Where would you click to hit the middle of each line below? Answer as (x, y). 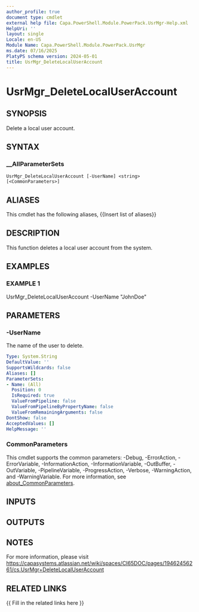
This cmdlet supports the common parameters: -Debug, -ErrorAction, (92, 457)
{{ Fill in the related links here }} (45, 603)
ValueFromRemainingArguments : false (57, 412)
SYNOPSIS (27, 114)
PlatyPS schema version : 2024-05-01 (52, 56)
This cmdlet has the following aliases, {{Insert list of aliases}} (81, 214)
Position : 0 (27, 390)
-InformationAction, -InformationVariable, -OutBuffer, (107, 464)
